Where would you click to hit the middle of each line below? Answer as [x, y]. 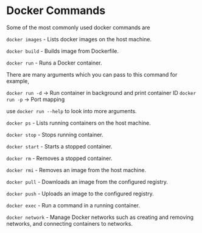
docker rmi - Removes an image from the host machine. [76, 170]
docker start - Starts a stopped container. [59, 146]
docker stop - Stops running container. [55, 134]
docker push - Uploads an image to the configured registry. [80, 193]
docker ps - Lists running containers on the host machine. [78, 123]
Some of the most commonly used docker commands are [78, 27]
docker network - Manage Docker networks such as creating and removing [100, 217]
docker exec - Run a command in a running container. [73, 205]
